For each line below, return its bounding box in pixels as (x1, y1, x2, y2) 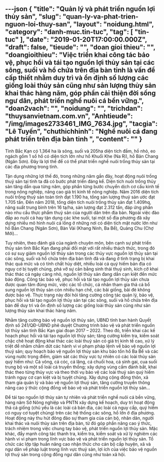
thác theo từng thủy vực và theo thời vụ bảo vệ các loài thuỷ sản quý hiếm (5, 369, 155, 375)
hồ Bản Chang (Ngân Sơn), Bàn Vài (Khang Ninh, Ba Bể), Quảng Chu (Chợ (5, 225, 154, 231)
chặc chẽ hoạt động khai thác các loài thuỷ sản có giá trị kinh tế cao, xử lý (5, 338, 155, 343)
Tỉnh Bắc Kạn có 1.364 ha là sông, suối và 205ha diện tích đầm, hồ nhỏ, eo (5, 148, 156, 154)
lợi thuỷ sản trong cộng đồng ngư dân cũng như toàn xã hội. (5, 451, 126, 457)
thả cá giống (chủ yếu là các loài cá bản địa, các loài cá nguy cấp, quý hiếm (5, 405, 158, 411)
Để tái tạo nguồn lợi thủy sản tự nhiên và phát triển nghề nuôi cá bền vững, (5, 394, 156, 400)
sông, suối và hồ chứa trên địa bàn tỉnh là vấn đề (5, 66, 156, 74)
